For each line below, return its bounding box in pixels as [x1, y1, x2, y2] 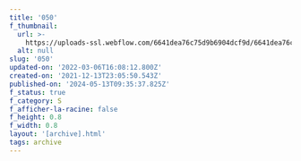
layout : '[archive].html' [9, 130, 106, 139]
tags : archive [9, 138, 63, 147]
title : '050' [9, 13, 58, 22]
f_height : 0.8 [9, 113, 63, 122]
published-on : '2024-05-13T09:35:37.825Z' [9, 80, 170, 89]
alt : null [17, 47, 54, 55]
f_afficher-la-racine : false [9, 105, 118, 114]
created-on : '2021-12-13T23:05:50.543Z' [9, 72, 163, 80]
